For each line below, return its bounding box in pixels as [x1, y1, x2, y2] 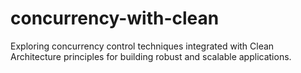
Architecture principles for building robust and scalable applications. [10, 50, 292, 62]
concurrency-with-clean [10, 7, 220, 30]
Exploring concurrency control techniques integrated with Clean [10, 40, 275, 52]
